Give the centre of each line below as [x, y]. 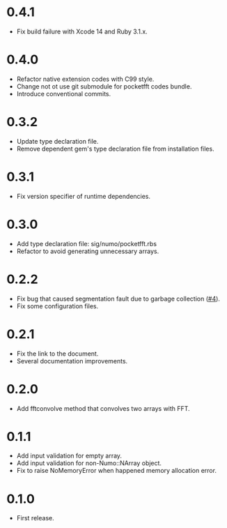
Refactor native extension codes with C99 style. [85, 79]
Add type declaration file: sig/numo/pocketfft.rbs [87, 243]
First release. [35, 518]
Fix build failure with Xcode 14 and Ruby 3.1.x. [82, 31]
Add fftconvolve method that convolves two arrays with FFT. [103, 408]
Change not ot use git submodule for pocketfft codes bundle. [104, 86]
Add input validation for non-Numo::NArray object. [89, 463]
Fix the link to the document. [57, 354]
